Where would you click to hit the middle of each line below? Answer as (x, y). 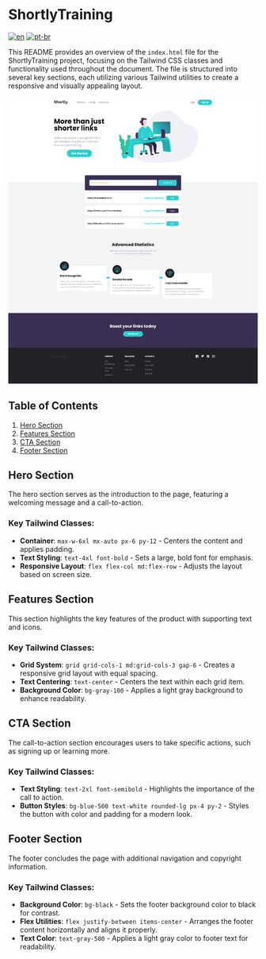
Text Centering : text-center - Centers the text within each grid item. (132, 681)
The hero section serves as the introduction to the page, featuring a (118, 495)
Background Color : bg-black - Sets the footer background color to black (138, 905)
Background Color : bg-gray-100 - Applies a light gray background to (131, 690)
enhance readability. (53, 698)
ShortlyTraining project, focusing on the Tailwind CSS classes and (116, 60)
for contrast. (40, 913)
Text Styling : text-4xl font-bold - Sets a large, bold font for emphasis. (136, 557)
